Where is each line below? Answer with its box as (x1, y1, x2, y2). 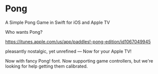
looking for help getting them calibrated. (5, 63, 88, 69)
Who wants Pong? (5, 29, 43, 35)
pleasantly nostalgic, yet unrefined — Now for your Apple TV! (5, 48, 131, 54)
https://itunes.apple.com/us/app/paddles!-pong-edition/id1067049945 (5, 38, 151, 45)
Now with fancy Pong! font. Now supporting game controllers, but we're (5, 58, 153, 64)
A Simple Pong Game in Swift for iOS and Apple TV (5, 19, 110, 25)
